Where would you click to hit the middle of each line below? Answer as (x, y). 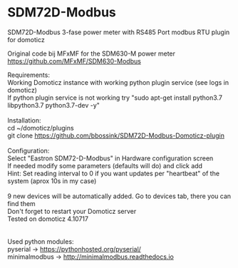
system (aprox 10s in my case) (52, 181)
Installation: (24, 120)
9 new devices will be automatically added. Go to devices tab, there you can (119, 196)
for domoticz (26, 39)
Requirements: (29, 75)
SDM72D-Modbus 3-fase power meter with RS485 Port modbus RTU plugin (119, 32)
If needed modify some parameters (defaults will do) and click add (105, 165)
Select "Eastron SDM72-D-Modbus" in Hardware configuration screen (110, 158)
